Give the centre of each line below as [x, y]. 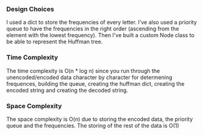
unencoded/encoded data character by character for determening [89, 77]
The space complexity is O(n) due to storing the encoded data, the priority [100, 119]
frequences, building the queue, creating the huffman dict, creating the [95, 83]
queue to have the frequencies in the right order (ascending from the [93, 29]
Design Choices [30, 9]
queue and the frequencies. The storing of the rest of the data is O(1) [93, 125]
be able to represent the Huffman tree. [55, 42]
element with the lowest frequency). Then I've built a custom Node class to [101, 35]
